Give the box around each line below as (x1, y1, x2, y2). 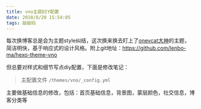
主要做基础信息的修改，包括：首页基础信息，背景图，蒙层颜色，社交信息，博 (6, 89, 195, 96)
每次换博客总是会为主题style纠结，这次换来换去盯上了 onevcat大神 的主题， (6, 37, 190, 44)
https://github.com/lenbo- (122, 44, 187, 52)
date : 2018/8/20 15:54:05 (6, 14, 71, 20)
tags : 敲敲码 (6, 20, 36, 26)
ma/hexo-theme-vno (6, 52, 57, 59)
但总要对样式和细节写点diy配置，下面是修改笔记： (6, 63, 129, 71)
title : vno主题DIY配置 (6, 8, 59, 15)
